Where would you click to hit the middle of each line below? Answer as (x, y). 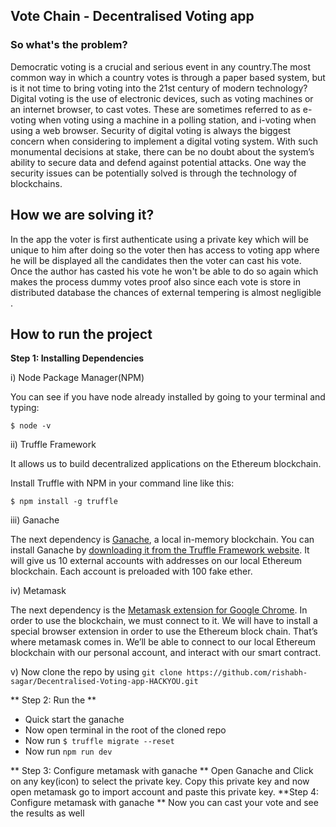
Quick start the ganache (74, 720)
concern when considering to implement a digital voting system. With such (164, 141)
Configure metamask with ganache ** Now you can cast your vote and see (164, 803)
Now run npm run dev (68, 751)
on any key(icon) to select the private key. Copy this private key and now (160, 781)
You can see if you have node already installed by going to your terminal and (168, 397)
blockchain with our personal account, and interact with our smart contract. (166, 653)
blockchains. (36, 183)
